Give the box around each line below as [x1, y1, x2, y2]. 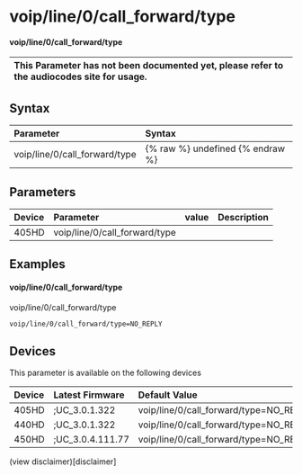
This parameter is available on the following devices [9, 367, 202, 379]
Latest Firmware [53, 389, 125, 401]
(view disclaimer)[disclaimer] [9, 456, 117, 467]
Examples [9, 256, 66, 272]
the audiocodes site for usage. [13, 70, 147, 83]
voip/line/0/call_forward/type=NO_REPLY [9, 319, 164, 328]
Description [217, 211, 270, 224]
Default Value [138, 389, 198, 401]
